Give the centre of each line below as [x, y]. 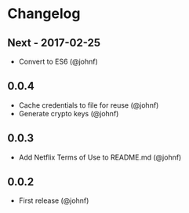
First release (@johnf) [54, 200]
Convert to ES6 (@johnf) [58, 61]
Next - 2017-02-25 [54, 43]
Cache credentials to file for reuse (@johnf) [89, 105]
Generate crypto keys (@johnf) [69, 113]
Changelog [44, 14]
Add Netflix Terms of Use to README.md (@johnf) [100, 157]
